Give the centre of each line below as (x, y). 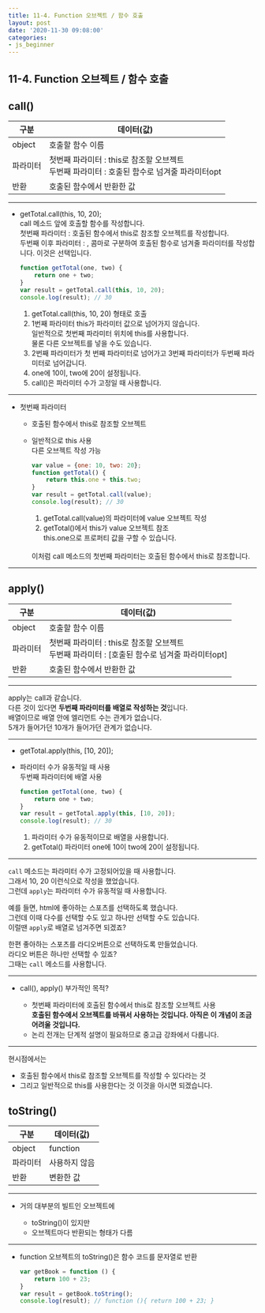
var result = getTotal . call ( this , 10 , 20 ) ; (92, 290)
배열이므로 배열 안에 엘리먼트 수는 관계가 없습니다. (85, 717)
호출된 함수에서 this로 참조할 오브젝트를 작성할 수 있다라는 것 (113, 1076)
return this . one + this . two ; (94, 480)
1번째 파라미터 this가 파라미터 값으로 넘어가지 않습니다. (115, 323)
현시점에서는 (28, 1059)
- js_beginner (32, 45)
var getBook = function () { (67, 1272)
